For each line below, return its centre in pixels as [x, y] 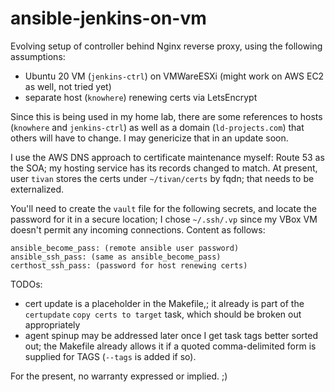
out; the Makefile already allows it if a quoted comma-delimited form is [170, 346]
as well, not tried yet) [68, 86]
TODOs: [26, 284]
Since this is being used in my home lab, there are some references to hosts [166, 116]
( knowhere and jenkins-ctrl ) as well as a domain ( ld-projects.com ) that [157, 127]
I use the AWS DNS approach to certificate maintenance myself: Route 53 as [167, 157]
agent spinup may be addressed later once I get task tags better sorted [171, 335]
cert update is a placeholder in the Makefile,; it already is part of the [164, 303]
